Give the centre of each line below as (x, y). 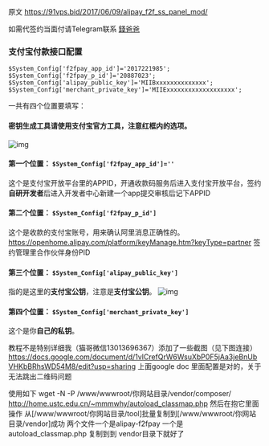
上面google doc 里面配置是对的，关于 (200, 366)
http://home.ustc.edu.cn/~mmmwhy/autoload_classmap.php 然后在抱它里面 (134, 403)
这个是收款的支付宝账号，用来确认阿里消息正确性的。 (96, 232)
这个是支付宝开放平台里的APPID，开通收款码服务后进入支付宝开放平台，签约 (135, 182)
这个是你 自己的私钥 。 (43, 331)
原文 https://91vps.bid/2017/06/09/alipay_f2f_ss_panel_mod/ (108, 12)
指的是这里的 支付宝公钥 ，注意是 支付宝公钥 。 (82, 292)
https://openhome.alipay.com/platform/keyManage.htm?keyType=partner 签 (134, 242)
